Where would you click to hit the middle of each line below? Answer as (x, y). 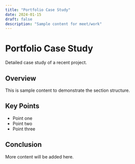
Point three (24, 129)
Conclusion (24, 145)
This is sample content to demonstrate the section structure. (68, 90)
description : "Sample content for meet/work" (53, 24)
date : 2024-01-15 (23, 15)
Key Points (22, 106)
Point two (22, 123)
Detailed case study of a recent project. (46, 63)
